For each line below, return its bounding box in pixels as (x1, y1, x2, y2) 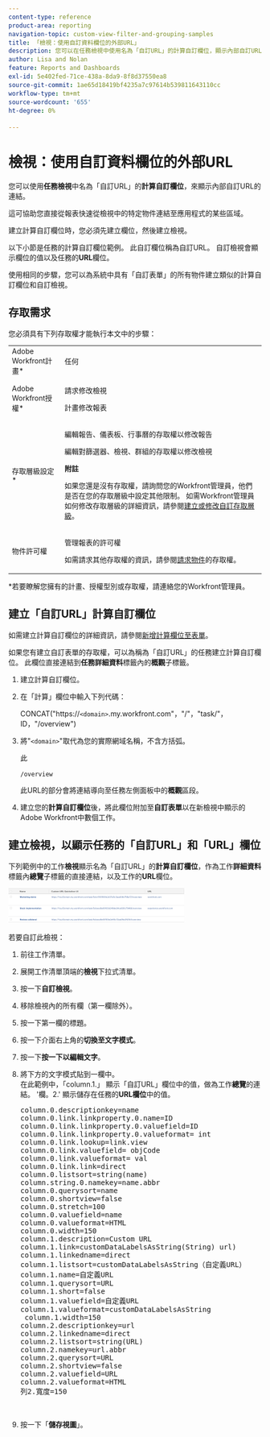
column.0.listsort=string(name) (19, 1170, 148, 1179)
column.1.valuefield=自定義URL (19, 1296, 139, 1305)
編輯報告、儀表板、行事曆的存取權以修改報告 (63, 429, 213, 439)
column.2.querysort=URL (19, 1353, 114, 1362)
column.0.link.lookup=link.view (19, 1137, 148, 1147)
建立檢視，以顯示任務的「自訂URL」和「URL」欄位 (8, 839, 261, 852)
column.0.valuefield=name (19, 1210, 123, 1220)
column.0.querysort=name (19, 1186, 118, 1195)
